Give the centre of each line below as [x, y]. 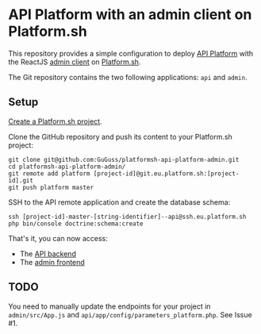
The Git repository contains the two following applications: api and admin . [128, 77]
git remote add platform [49, 173]
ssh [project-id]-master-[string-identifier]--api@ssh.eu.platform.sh [127, 217]
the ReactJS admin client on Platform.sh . [75, 62]
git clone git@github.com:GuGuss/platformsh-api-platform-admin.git [124, 159]
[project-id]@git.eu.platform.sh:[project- [166, 173]
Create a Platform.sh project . [55, 121]
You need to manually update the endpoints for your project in [109, 306]
